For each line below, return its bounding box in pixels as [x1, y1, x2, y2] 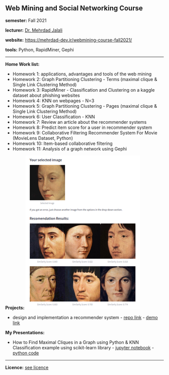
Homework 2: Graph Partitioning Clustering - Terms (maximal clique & [12, 76, 157, 82]
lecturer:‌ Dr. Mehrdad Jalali [5, 27, 63, 33]
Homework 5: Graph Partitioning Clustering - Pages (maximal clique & [12, 103, 157, 109]
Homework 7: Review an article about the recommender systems [12, 119, 147, 125]
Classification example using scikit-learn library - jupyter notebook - [12, 344, 154, 350]
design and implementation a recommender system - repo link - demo [12, 314, 158, 320]
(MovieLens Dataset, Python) [12, 135, 73, 141]
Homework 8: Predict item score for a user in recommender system [12, 124, 152, 130]
